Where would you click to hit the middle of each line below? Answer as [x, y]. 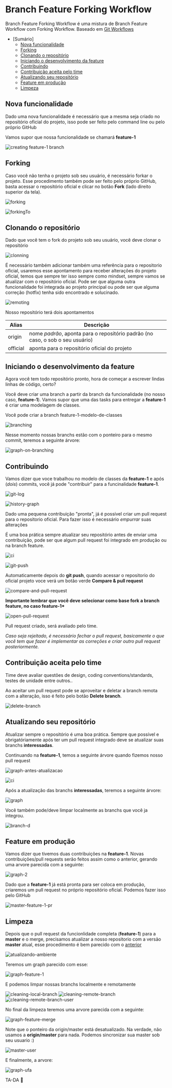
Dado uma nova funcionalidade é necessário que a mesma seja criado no [83, 116]
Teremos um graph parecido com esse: [47, 965]
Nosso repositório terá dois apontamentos [50, 312]
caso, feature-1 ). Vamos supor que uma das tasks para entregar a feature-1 [85, 400]
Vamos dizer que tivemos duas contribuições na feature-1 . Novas [75, 854]
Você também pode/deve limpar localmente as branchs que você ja [77, 810]
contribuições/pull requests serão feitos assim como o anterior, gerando [81, 859]
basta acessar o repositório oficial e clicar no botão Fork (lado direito [78, 186]
